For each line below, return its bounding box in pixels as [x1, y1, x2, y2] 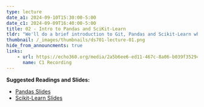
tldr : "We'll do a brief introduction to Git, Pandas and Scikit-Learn [6, 31, 191, 37]
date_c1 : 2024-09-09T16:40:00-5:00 [6, 20, 97, 26]
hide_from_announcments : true [6, 43, 83, 49]
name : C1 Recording [22, 59, 72, 65]
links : [6, 48, 23, 54]
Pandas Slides [15, 88, 51, 95]
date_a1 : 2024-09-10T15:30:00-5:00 [6, 15, 97, 21]
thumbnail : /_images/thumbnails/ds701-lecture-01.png [6, 37, 146, 43]
